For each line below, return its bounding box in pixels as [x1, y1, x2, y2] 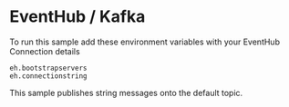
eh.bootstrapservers [9, 63, 88, 73]
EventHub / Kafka [9, 6, 146, 27]
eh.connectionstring [9, 71, 88, 81]
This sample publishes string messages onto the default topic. [9, 87, 243, 98]
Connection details [9, 45, 80, 56]
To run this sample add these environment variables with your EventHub [9, 36, 281, 47]
